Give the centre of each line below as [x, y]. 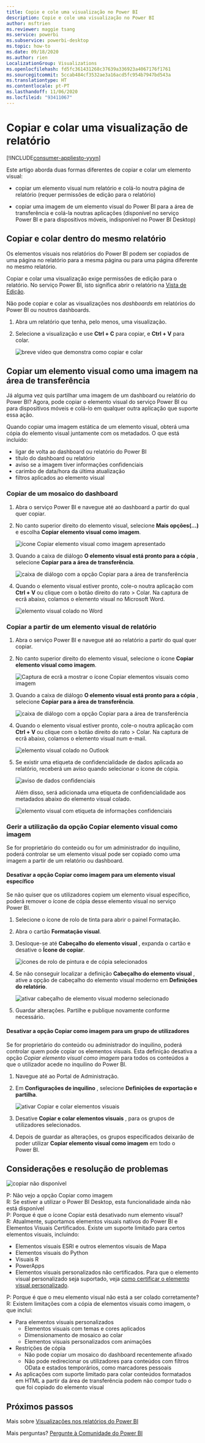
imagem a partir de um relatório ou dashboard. [65, 861]
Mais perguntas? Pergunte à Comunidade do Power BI [75, 1433]
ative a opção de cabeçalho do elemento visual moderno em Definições [106, 980]
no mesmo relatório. [32, 267]
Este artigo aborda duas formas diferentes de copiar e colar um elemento [99, 170]
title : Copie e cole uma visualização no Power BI [72, 12]
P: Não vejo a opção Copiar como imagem [60, 1195]
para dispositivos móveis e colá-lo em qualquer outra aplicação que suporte [102, 409]
